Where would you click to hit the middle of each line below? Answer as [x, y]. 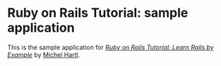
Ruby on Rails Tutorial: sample [98, 13]
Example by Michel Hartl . [44, 55]
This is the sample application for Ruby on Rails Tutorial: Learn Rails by [110, 47]
